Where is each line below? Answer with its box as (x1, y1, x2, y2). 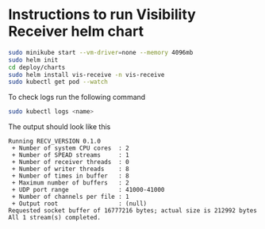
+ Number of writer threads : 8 (11, 165, 129, 174)
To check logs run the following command (8, 93, 146, 102)
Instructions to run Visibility (8, 6, 196, 24)
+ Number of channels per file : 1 (11, 193, 129, 201)
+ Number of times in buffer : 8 (11, 172, 129, 180)
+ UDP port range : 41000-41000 (11, 186, 165, 194)
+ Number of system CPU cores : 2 (11, 144, 129, 152)
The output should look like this (8, 122, 111, 132)
